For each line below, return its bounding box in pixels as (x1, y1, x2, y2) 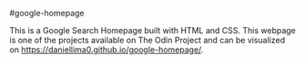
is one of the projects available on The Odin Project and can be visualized (9, 35, 285, 45)
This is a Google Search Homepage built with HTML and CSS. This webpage (9, 25, 296, 35)
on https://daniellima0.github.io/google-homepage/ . (9, 44, 204, 55)
